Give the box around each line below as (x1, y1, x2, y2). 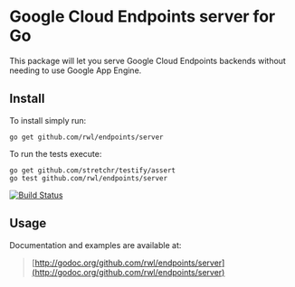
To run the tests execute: (9, 148, 102, 159)
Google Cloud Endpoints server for (9, 6, 276, 27)
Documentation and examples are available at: (9, 239, 182, 250)
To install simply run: (9, 115, 87, 125)
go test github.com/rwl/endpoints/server (9, 173, 168, 182)
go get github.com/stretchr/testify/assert (9, 165, 176, 175)
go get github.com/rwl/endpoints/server (9, 133, 165, 142)
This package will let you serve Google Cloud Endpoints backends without (9, 55, 287, 66)
